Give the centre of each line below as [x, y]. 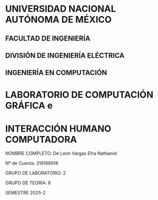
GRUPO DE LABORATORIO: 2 [36, 173]
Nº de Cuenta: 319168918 [32, 163]
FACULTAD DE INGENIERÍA [48, 38]
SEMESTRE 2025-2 [25, 193]
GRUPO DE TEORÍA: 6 [28, 183]
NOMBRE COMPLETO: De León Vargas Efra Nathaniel [61, 153]
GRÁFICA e [29, 105]
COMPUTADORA [41, 139]
